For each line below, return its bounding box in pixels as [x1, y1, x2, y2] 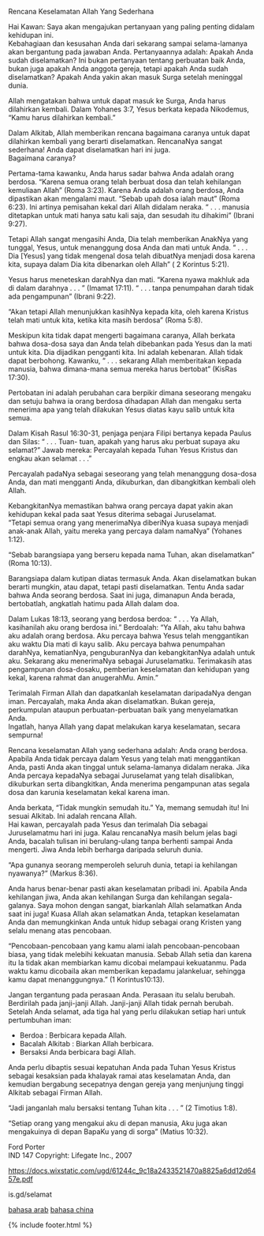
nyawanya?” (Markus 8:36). [8, 869, 99, 878]
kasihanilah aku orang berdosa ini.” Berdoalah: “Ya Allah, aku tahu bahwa [8, 623, 246, 631]
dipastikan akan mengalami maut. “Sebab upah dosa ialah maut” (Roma [8, 194, 240, 203]
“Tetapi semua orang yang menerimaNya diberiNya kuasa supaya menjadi [8, 518, 249, 527]
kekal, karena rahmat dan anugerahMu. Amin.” [8, 673, 159, 682]
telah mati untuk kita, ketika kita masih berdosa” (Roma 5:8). [8, 315, 203, 325]
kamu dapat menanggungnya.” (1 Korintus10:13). [8, 975, 165, 984]
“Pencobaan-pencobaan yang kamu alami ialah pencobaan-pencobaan [8, 941, 240, 951]
